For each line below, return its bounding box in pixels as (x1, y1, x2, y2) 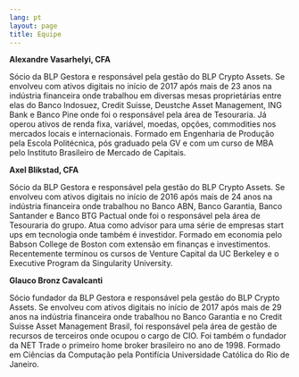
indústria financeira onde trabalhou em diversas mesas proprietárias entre (9, 90, 282, 101)
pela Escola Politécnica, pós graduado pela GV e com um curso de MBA (9, 138, 274, 148)
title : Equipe (9, 29, 62, 38)
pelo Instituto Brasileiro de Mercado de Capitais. (9, 147, 187, 158)
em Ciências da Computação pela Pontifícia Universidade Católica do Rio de (9, 349, 290, 360)
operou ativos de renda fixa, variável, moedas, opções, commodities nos (9, 119, 277, 130)
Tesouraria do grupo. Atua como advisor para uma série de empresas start (9, 220, 284, 230)
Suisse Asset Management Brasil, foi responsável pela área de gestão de (9, 321, 278, 331)
